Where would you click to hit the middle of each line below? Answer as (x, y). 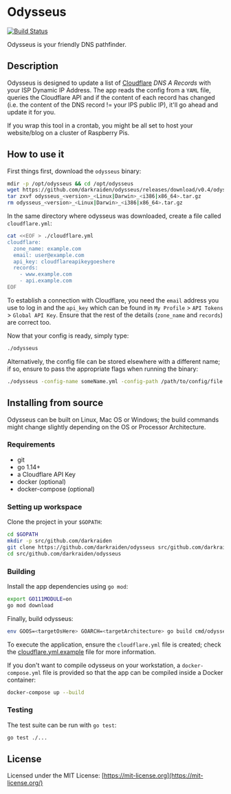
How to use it (36, 155)
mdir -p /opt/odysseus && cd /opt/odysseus (70, 183)
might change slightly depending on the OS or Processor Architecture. (107, 427)
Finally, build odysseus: (40, 618)
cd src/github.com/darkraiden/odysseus (64, 553)
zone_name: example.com (47, 249)
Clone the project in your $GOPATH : (55, 522)
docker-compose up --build (46, 692)
